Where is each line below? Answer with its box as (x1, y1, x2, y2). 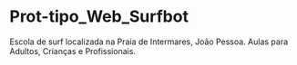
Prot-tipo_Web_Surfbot (9, 6, 189, 27)
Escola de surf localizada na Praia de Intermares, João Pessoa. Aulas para (9, 36, 289, 47)
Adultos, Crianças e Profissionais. (9, 45, 137, 56)
